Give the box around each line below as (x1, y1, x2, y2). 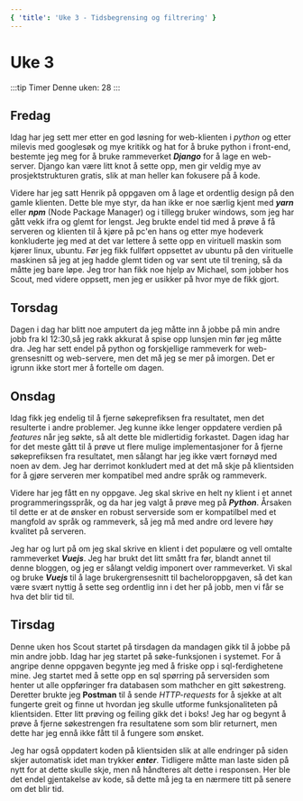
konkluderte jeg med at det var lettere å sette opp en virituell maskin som (10, 235, 282, 246)
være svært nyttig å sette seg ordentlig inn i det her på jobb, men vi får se (10, 582, 284, 592)
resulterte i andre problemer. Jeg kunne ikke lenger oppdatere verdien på (10, 422, 283, 433)
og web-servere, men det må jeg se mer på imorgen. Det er (53, 353, 275, 364)
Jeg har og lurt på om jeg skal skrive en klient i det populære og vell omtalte (10, 543, 292, 554)
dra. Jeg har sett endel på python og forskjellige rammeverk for (10, 344, 246, 354)
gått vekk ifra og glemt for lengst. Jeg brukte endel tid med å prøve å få (10, 216, 276, 227)
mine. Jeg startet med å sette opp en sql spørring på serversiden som (10, 669, 270, 681)
